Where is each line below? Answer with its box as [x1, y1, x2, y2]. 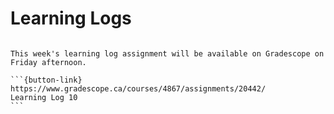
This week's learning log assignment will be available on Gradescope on [10, 48, 325, 59]
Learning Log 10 [10, 92, 78, 102]
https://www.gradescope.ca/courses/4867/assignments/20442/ [10, 83, 267, 94]
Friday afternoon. [10, 57, 87, 67]
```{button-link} [10, 75, 83, 85]
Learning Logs [10, 7, 132, 30]
